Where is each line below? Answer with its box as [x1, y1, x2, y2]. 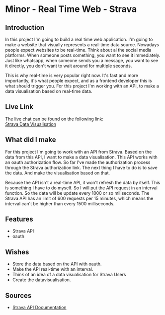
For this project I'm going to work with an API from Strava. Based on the [5, 149, 152, 155]
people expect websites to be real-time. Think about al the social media [5, 47, 152, 53]
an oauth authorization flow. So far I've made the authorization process [5, 159, 151, 165]
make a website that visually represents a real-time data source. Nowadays [5, 42, 159, 48]
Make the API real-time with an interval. [12, 266, 93, 272]
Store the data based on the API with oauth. [12, 261, 102, 267]
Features [5, 215, 33, 224]
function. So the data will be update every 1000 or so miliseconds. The [5, 190, 150, 196]
